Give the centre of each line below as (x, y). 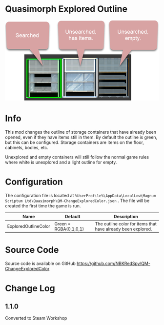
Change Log (30, 288)
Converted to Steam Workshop (36, 318)
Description (126, 217)
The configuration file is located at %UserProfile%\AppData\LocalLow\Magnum (81, 195)
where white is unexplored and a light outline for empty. (61, 162)
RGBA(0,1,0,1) (69, 229)
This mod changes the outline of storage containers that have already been (81, 132)
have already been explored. (123, 229)
